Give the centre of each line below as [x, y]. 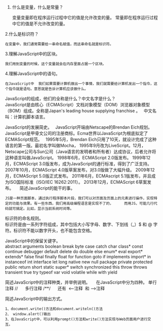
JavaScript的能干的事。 [51, 188]
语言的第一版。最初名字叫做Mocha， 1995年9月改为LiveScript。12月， [75, 146]
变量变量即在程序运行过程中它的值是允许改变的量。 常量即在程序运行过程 [85, 18]
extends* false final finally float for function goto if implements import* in [78, 257]
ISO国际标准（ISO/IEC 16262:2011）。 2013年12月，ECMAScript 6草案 [78, 182]
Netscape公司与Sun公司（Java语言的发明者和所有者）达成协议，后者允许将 [81, 152]
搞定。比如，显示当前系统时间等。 [45, 209]
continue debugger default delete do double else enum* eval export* [74, 252]
